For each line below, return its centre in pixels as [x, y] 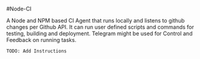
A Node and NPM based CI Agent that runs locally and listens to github [95, 20]
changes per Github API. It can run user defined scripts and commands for [100, 27]
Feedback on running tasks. [41, 40]
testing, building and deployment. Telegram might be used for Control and [99, 33]
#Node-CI [19, 9]
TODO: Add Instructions [37, 51]
